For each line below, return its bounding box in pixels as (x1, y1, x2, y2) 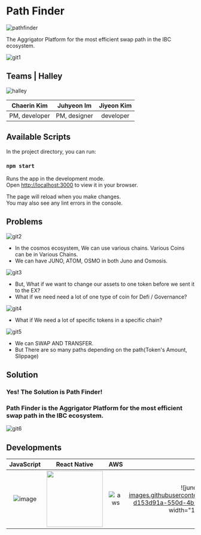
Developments (6, 443, 62, 453)
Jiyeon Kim (99, 101, 132, 109)
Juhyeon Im (57, 101, 92, 109)
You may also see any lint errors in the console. (6, 199, 123, 207)
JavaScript (9, 461, 41, 469)
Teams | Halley (6, 71, 63, 82)
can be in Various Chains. (14, 250, 78, 258)
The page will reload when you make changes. (6, 193, 121, 200)
